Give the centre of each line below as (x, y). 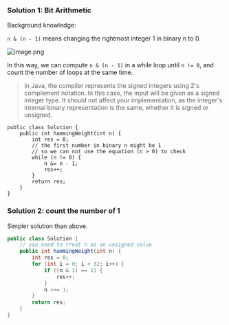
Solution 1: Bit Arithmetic (49, 10)
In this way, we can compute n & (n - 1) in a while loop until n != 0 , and (111, 65)
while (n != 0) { (56, 158)
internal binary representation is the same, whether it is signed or (116, 108)
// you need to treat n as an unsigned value (86, 245)
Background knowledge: (42, 25)
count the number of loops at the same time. (70, 72)
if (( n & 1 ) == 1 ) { (73, 270)
